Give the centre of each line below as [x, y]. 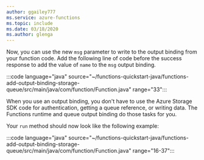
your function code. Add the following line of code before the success [94, 58]
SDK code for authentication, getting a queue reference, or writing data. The [102, 108]
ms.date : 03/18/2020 [33, 29]
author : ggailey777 [31, 12]
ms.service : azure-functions [43, 18]
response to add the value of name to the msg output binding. [81, 65]
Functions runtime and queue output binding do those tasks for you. [92, 114]
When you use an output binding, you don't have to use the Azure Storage [99, 102]
